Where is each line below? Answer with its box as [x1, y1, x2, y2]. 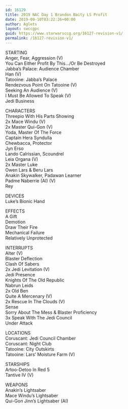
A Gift [5, 213, 17, 219]
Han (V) [5, 71, 22, 77]
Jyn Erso [5, 145, 24, 151]
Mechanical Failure [5, 229, 45, 235]
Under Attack [5, 320, 33, 326]
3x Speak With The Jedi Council [5, 314, 72, 320]
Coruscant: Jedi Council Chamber [5, 335, 76, 341]
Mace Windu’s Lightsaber [5, 392, 58, 398]
